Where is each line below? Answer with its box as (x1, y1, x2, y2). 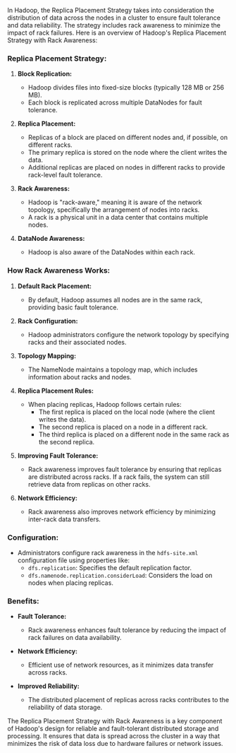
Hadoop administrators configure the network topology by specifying (27, 330, 230, 338)
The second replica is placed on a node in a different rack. (38, 422, 208, 431)
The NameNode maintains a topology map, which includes (27, 365, 198, 374)
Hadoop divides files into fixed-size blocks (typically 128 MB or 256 (27, 83, 224, 92)
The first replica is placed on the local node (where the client (38, 408, 216, 416)
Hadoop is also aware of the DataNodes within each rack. (27, 248, 196, 256)
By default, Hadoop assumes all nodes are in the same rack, (27, 295, 203, 304)
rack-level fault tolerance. (27, 171, 103, 179)
